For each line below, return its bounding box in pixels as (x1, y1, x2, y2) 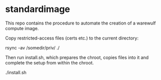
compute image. (5, 25, 39, 31)
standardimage (5, 3, 70, 15)
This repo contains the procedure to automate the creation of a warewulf (5, 20, 156, 26)
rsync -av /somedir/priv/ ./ (5, 44, 60, 50)
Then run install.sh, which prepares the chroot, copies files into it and (5, 54, 149, 60)
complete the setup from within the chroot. (5, 59, 94, 65)
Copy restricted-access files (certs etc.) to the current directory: (5, 35, 139, 41)
